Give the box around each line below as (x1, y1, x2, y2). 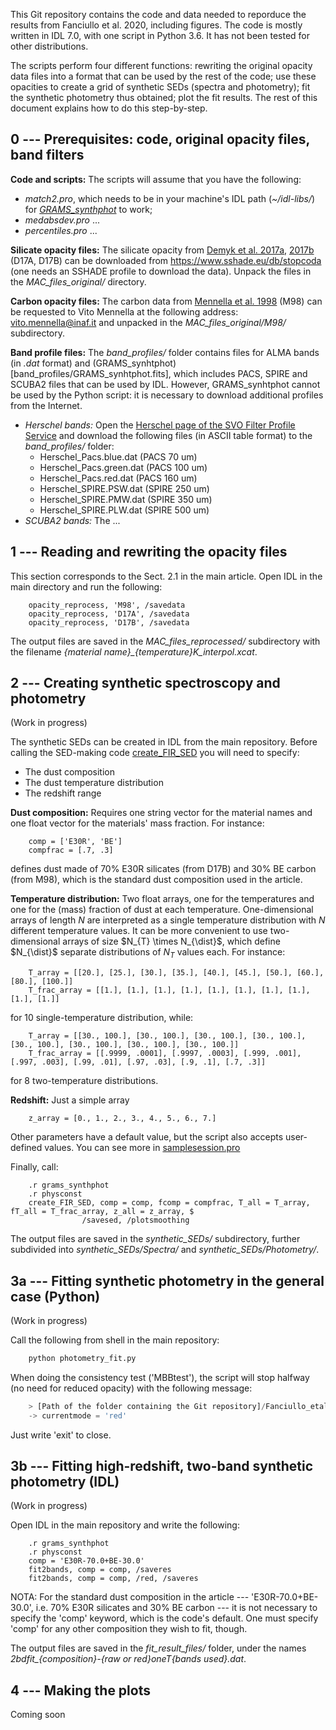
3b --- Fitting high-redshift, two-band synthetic (10, 1458, 314, 1475)
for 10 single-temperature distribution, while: (10, 1012, 194, 1024)
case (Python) (10, 1288, 101, 1305)
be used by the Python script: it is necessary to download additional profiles (10, 389, 324, 401)
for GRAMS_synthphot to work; (24, 203, 153, 215)
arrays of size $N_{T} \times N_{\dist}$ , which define (62, 935, 281, 948)
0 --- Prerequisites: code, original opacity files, (10, 131, 310, 148)
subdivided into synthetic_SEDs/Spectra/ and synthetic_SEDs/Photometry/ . (10, 1244, 320, 1256)
